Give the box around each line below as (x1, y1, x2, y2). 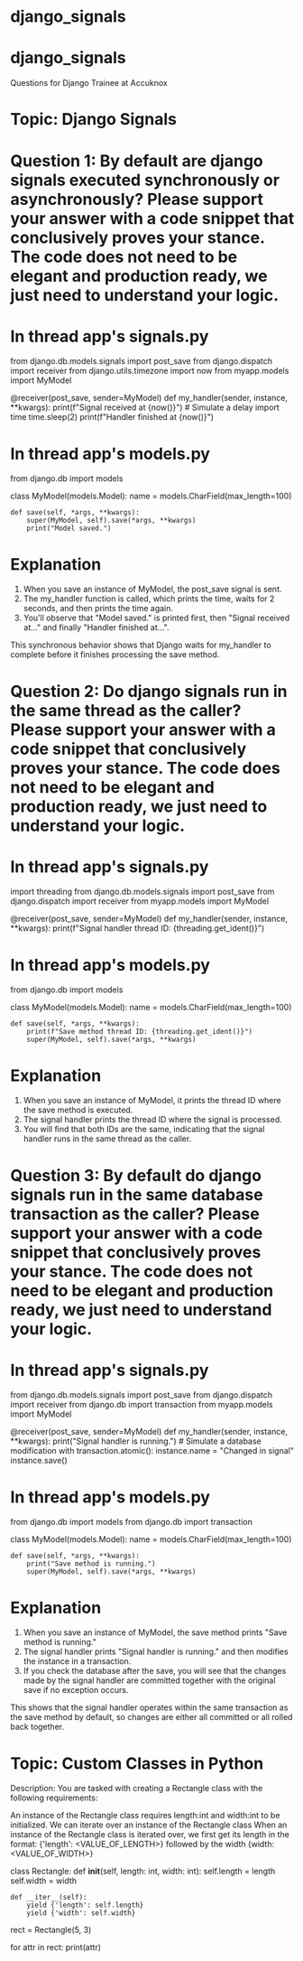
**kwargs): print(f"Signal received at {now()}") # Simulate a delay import (10, 402, 280, 413)
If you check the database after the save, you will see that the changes (23, 1666, 287, 1677)
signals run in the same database (10, 1185, 264, 1204)
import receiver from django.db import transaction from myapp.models (10, 1399, 273, 1410)
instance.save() (10, 1455, 69, 1466)
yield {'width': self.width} (26, 1909, 136, 1918)
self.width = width (10, 1875, 78, 1886)
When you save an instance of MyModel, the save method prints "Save (23, 1627, 288, 1638)
